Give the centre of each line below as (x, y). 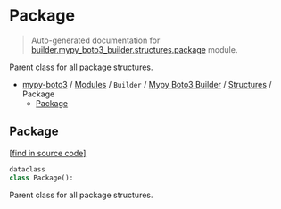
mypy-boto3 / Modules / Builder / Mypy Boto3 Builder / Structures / (147, 84)
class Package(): (41, 178)
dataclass (28, 169)
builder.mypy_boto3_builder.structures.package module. (134, 49)
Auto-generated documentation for (95, 40)
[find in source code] (48, 153)
